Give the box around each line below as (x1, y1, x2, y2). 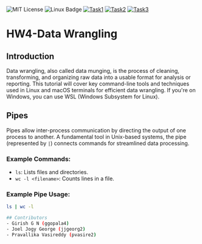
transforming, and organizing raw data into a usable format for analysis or (6, 73, 191, 81)
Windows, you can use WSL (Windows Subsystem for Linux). (6, 93, 160, 100)
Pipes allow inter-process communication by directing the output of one (6, 126, 187, 134)
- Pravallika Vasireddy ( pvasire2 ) (6, 231, 97, 238)
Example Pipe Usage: (6, 190, 71, 198)
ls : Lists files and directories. (15, 169, 89, 176)
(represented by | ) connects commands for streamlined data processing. (6, 140, 190, 147)
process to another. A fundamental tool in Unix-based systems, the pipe (6, 133, 187, 140)
